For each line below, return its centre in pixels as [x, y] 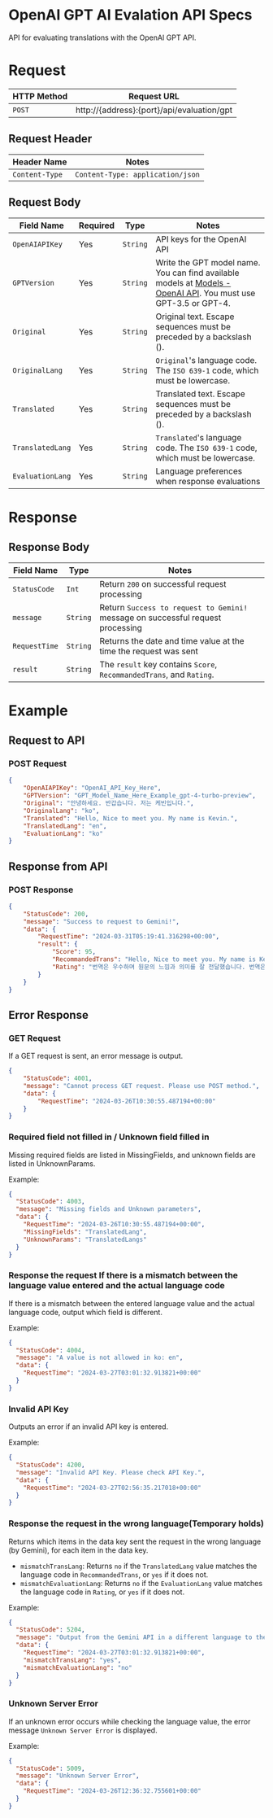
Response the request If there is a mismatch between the [123, 1275]
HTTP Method [40, 96]
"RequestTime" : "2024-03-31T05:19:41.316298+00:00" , [129, 937]
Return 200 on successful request [163, 583]
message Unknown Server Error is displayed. [83, 1730]
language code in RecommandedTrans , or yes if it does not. [114, 1574]
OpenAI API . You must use [206, 293]
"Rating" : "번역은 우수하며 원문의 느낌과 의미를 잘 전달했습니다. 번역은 [159, 967]
